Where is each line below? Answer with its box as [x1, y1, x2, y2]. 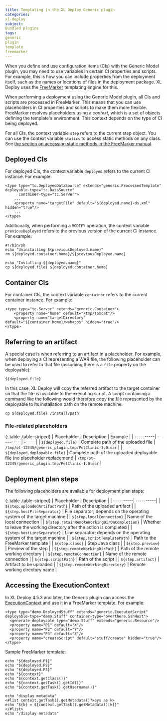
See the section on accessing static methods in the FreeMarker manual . [5, 140, 153, 146]
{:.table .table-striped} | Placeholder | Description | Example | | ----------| [5, 434, 156, 440]
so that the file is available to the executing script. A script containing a [5, 390, 151, 396]
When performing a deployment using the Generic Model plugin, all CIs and [5, 93, 161, 100]
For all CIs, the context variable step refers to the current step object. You [5, 130, 156, 136]
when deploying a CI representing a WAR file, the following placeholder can [5, 356, 161, 362]
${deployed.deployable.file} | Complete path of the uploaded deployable [5, 450, 158, 456]
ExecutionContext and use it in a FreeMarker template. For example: [5, 600, 145, 606]
